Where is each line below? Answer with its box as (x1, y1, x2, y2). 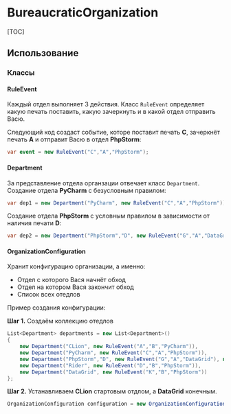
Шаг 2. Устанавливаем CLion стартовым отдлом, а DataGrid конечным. (7, 387, 218, 395)
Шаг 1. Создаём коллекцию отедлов (7, 317, 113, 325)
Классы (7, 68, 35, 78)
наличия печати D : (7, 219, 62, 227)
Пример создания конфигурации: (7, 303, 106, 312)
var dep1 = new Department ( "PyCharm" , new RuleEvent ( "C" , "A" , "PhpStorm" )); (7, 199, 229, 207)
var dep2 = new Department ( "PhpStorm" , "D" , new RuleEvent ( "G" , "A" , (7, 232, 205, 240)
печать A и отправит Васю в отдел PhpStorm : (7, 135, 142, 143)
